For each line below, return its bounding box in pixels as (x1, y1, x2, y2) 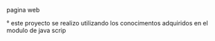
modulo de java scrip (6, 27, 66, 34)
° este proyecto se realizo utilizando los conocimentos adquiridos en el (6, 19, 208, 27)
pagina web (6, 6, 40, 14)
